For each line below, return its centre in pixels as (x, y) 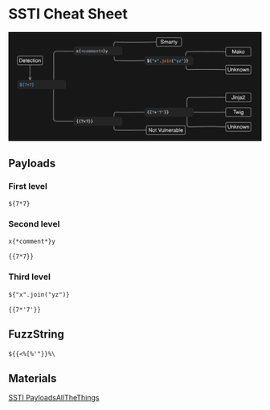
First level (28, 186)
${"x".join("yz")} (39, 294)
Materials (33, 378)
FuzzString (36, 334)
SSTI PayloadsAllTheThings (54, 398)
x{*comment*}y (32, 242)
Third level (29, 277)
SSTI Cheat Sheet (68, 14)
